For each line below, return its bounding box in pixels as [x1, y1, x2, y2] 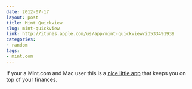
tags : [6, 48, 20, 54]
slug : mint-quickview [6, 25, 60, 32]
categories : [6, 36, 36, 42]
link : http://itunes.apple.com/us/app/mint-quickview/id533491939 [6, 31, 175, 37]
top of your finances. [6, 76, 58, 83]
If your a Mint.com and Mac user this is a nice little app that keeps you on [6, 69, 186, 76]
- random [6, 42, 28, 48]
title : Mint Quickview [6, 20, 63, 26]
